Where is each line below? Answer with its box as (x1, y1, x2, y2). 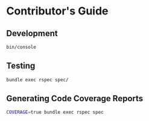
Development (6, 28, 59, 39)
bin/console (6, 44, 36, 50)
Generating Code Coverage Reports (6, 93, 144, 104)
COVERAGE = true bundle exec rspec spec (6, 110, 104, 116)
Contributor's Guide (6, 4, 109, 18)
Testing (6, 61, 36, 71)
